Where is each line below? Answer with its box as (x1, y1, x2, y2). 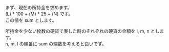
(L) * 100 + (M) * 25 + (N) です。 (5, 11, 73, 17)
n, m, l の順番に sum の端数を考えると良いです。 (5, 41, 107, 47)
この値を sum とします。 (5, 17, 57, 23)
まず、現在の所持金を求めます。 (5, 5, 72, 10)
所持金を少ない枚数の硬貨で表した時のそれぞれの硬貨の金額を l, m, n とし (5, 28, 160, 34)
